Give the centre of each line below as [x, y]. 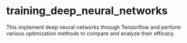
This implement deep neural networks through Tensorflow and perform [93, 27]
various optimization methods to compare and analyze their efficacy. [91, 33]
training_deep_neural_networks [87, 11]
